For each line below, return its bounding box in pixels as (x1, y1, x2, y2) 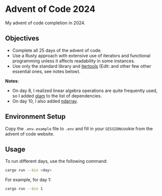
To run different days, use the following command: (5, 158, 108, 164)
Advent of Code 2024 (5, 3, 95, 15)
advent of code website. (5, 131, 54, 137)
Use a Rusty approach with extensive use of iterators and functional (12, 52, 151, 58)
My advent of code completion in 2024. (5, 20, 85, 26)
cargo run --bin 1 (5, 187, 43, 192)
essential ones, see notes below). (12, 68, 81, 74)
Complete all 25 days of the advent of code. (12, 47, 102, 53)
